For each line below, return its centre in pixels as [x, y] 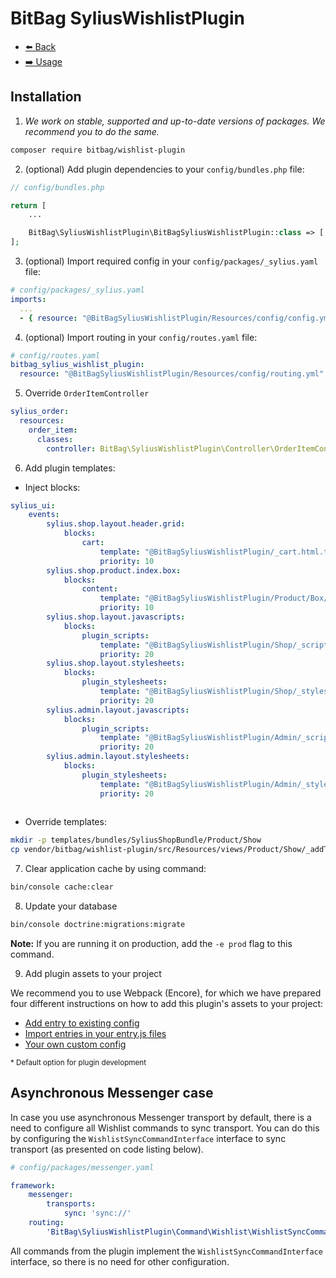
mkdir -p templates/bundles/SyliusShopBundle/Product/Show [136, 840]
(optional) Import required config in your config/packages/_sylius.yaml [171, 261]
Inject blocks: [52, 487]
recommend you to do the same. [92, 131]
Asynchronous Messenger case [112, 1093]
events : [44, 515]
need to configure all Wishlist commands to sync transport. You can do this [165, 1128]
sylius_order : [40, 412]
